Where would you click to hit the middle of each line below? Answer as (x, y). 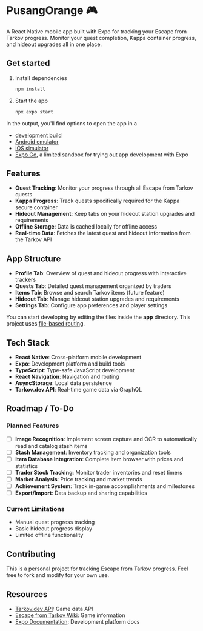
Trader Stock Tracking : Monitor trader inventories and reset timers (99, 472)
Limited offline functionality (49, 535)
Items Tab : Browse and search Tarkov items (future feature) (90, 293)
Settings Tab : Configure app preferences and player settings (91, 305)
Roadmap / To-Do (40, 409)
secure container (36, 207)
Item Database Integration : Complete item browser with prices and (99, 459)
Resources (27, 594)
